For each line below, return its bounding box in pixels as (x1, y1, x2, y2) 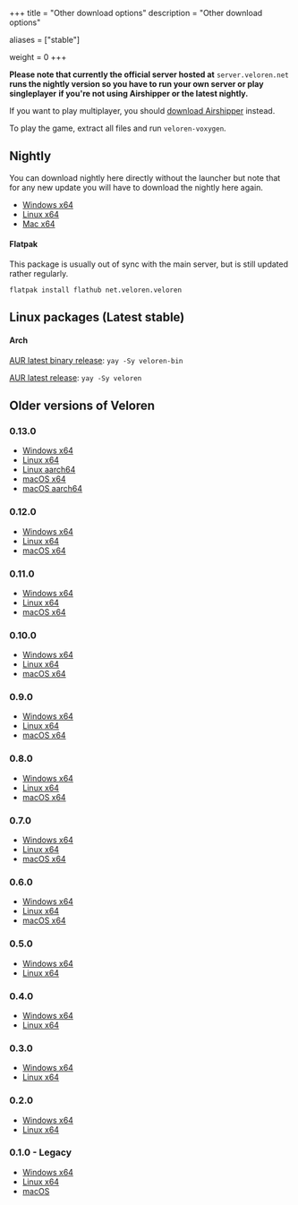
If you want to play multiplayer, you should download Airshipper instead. (9, 106, 276, 115)
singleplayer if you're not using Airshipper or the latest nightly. (9, 89, 249, 98)
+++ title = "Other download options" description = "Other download (9, 8, 263, 18)
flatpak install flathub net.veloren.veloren (9, 286, 182, 295)
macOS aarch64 (21, 483, 83, 494)
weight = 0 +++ (9, 52, 67, 62)
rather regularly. (9, 269, 69, 279)
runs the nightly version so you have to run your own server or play (9, 79, 264, 89)
